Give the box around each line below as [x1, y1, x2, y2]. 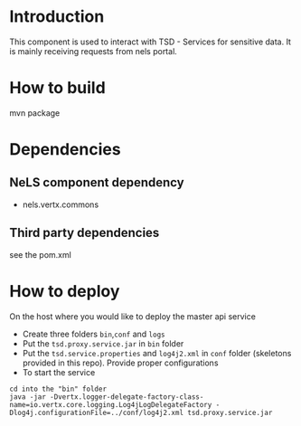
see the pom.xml [9, 249, 72, 260]
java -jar [9, 392, 47, 402]
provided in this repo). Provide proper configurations [22, 357, 219, 368]
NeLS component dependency [9, 175, 184, 191]
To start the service [22, 366, 96, 377]
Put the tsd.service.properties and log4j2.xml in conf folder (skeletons [22, 347, 292, 358]
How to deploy [9, 280, 120, 301]
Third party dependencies [9, 225, 160, 241]
